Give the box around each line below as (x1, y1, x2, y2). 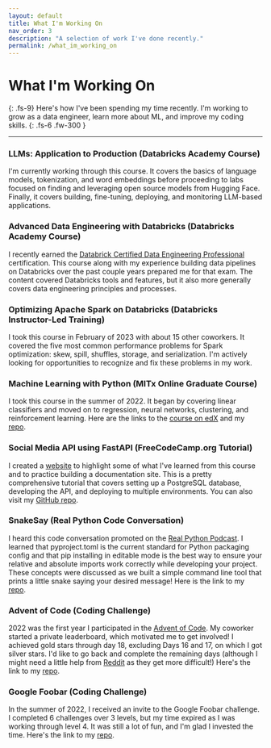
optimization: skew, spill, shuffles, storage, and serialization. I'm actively (8, 349, 248, 359)
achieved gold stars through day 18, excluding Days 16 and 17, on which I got (8, 641, 263, 650)
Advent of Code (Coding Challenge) (8, 604, 152, 616)
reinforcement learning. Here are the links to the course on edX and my (8, 413, 245, 424)
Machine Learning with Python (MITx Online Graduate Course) (8, 378, 258, 389)
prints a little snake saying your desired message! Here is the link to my (8, 576, 244, 586)
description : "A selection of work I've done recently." (8, 34, 204, 43)
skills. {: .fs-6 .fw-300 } (8, 120, 86, 130)
